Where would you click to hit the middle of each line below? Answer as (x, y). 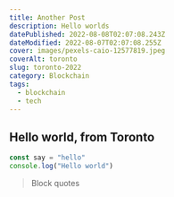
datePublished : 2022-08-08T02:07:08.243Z (87, 34)
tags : (19, 84)
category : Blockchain (50, 76)
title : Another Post (48, 17)
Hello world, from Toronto (82, 137)
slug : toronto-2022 (46, 68)
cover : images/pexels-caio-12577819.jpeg (87, 51)
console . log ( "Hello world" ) (62, 167)
